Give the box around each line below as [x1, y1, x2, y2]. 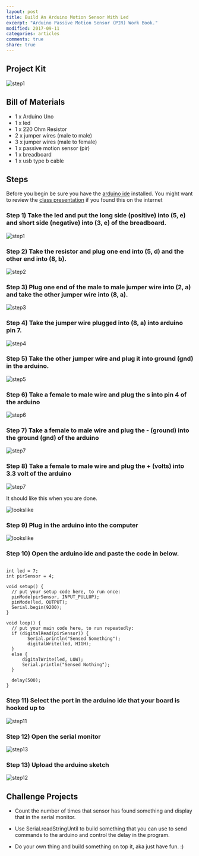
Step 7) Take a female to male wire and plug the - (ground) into [6, 426, 189, 435]
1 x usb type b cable [14, 157, 64, 164]
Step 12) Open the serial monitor [6, 732, 101, 741]
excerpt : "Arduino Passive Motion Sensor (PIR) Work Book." [6, 20, 159, 26]
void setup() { [6, 584, 44, 590]
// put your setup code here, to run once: [11, 589, 121, 595]
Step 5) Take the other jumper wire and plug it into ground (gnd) [6, 355, 194, 363]
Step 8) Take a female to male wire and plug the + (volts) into [6, 462, 185, 470]
